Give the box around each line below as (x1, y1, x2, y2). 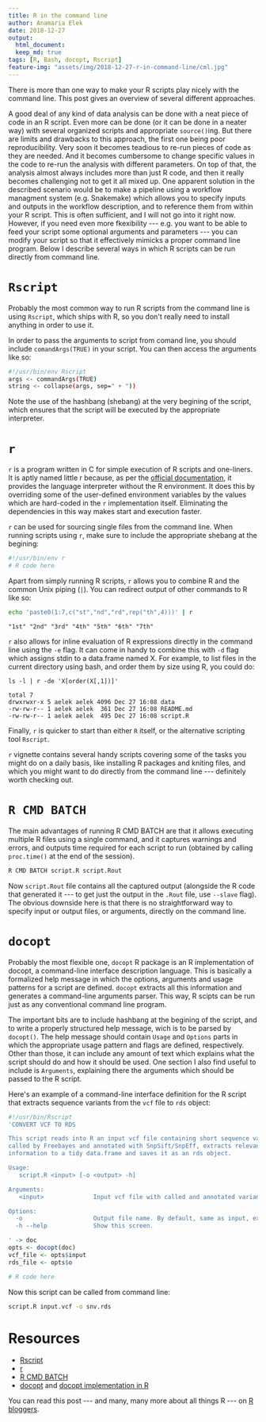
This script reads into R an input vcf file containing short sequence (8, 1135, 249, 1143)
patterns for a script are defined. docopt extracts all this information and (8, 982, 242, 992)
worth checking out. (8, 774, 74, 784)
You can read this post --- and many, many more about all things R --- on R (8, 1396, 253, 1405)
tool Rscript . (8, 734, 50, 744)
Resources (8, 1329, 81, 1347)
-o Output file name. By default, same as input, (15, 1215, 249, 1223)
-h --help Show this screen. (15, 1222, 154, 1230)
